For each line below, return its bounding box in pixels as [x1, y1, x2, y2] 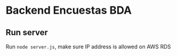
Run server [5, 27, 48, 38]
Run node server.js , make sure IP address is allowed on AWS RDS [5, 43, 172, 50]
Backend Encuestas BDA [5, 4, 132, 17]
